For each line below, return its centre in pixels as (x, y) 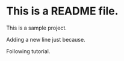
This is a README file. (62, 11)
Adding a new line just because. (46, 39)
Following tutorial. (28, 51)
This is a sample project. (37, 28)
